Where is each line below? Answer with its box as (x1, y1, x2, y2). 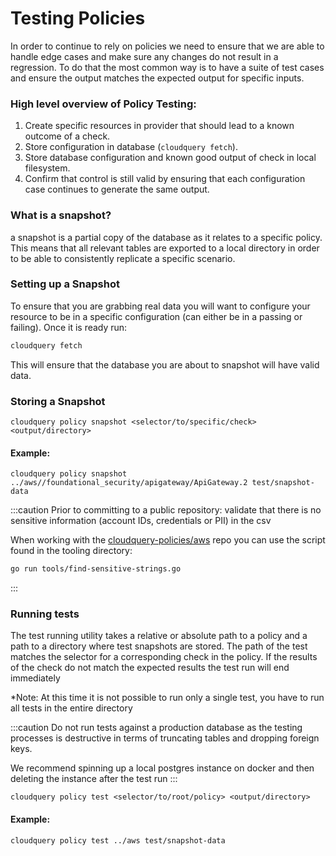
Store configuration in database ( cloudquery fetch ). (24, 141, 238, 153)
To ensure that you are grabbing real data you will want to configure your (10, 300, 311, 312)
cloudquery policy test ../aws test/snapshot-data (10, 835, 226, 846)
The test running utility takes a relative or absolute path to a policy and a (10, 630, 308, 642)
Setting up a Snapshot (10, 277, 120, 291)
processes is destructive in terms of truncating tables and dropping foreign (10, 732, 320, 744)
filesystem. (24, 162, 71, 174)
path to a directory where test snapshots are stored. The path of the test (10, 640, 308, 652)
